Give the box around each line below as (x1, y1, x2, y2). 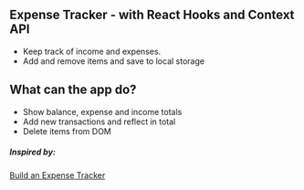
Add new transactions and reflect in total (22, 116, 176, 127)
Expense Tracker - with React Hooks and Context (9, 7, 295, 23)
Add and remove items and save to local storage (22, 55, 205, 67)
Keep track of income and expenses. (22, 46, 162, 57)
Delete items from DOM (22, 125, 112, 136)
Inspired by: (9, 146, 57, 158)
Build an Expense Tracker (9, 169, 106, 181)
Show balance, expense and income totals (22, 106, 183, 117)
